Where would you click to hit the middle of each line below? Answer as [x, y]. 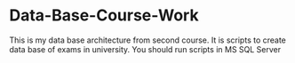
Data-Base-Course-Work [104, 16]
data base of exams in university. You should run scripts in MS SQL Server [145, 49]
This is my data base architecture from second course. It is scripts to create [148, 40]
